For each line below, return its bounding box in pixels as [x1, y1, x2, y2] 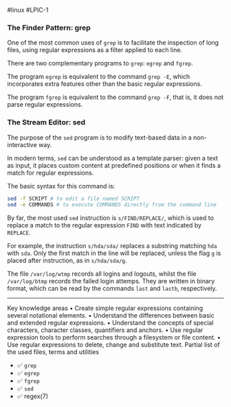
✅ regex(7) [16, 392, 48, 401]
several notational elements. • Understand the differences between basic [7, 311, 214, 320]
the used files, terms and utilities [7, 348, 100, 356]
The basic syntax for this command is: [7, 181, 115, 190]
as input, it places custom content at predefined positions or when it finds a [7, 161, 221, 169]
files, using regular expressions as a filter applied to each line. [7, 46, 183, 54]
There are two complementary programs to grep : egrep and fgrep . [7, 59, 194, 67]
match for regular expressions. [7, 168, 94, 177]
